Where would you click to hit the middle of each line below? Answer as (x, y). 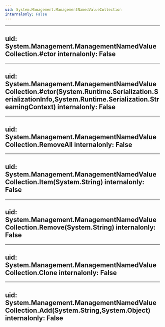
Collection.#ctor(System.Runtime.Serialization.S (82, 91)
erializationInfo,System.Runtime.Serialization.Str (82, 99)
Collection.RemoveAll (39, 144)
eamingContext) (31, 107)
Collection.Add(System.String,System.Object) (78, 310)
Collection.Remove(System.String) (60, 228)
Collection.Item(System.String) (54, 182)
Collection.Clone (31, 273)
